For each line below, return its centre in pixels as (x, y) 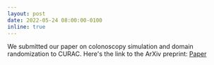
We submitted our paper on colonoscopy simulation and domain (101, 47)
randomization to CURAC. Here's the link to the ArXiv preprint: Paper (107, 54)
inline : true (26, 27)
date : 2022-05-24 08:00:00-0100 (55, 20)
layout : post (26, 14)
